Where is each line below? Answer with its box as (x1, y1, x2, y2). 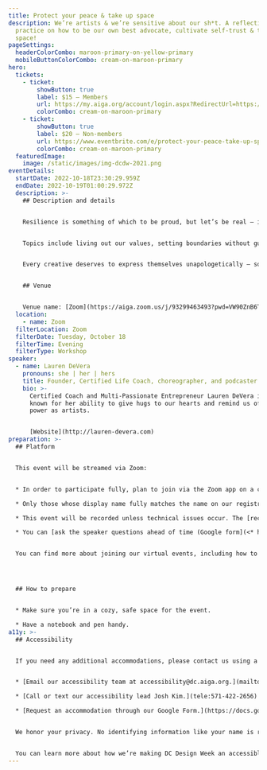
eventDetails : (8, 167, 56, 175)
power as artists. (29, 406, 91, 414)
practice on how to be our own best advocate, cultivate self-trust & (15, 26, 254, 34)
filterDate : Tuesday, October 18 (15, 332, 126, 340)
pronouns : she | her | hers (22, 370, 115, 378)
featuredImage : (15, 152, 66, 160)
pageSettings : (8, 41, 56, 49)
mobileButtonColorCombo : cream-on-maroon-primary (15, 56, 183, 64)
